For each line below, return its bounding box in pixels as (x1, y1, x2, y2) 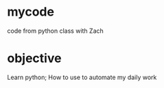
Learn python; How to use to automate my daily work (7, 73, 157, 81)
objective (7, 50, 62, 66)
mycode (7, 4, 55, 20)
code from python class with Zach (7, 27, 104, 35)
